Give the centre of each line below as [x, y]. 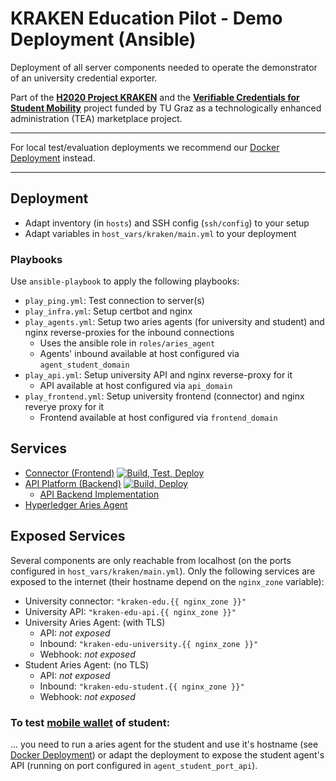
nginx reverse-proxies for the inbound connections [129, 333]
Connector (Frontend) [69, 473]
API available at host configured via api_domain [136, 386]
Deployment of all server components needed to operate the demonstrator [164, 67]
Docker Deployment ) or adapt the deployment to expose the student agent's [167, 754]
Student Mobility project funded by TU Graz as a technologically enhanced [166, 108]
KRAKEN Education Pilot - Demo [146, 18]
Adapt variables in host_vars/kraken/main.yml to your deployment [160, 233]
